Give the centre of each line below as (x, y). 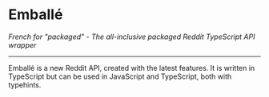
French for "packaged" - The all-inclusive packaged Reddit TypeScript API (132, 37)
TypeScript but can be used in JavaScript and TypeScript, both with (120, 76)
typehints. (25, 84)
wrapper (22, 45)
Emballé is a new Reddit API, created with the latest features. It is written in (132, 68)
